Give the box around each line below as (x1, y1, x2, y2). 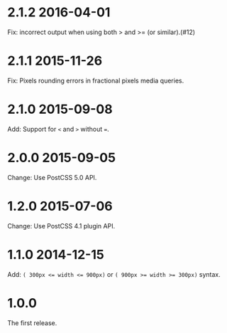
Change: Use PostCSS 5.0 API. (7, 173, 97, 181)
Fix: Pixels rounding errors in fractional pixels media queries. (7, 76, 184, 85)
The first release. (7, 318, 57, 327)
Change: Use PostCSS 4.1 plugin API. (7, 221, 116, 230)
